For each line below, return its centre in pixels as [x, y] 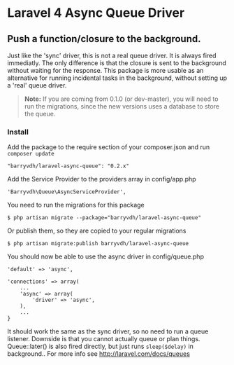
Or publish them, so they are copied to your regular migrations [97, 231]
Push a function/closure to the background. [104, 39]
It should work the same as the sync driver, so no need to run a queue [108, 331]
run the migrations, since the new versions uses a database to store [122, 106]
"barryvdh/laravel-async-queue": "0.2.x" [68, 166]
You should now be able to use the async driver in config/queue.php [106, 256]
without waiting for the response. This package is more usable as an [105, 70]
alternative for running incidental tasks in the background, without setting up [117, 78]
